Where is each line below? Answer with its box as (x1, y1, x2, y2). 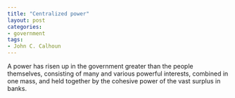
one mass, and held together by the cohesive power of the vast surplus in (7, 77, 221, 85)
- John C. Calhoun (7, 43, 61, 50)
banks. (7, 85, 27, 92)
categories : (7, 23, 42, 30)
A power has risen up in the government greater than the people (7, 62, 193, 70)
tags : (7, 36, 23, 43)
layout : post (7, 17, 46, 24)
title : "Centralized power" (7, 10, 90, 17)
